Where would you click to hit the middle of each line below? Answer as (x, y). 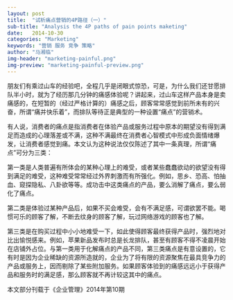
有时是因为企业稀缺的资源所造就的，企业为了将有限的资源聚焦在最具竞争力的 (116, 257)
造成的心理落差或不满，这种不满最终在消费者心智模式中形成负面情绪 (116, 135)
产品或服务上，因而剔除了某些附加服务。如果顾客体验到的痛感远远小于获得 (113, 266)
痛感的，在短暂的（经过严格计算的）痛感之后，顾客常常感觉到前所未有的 (110, 103)
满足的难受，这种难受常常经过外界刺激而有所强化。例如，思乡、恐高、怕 (116, 176)
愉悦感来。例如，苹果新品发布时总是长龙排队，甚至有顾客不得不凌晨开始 (122, 240)
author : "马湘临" (31, 53)
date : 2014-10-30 (35, 33)
